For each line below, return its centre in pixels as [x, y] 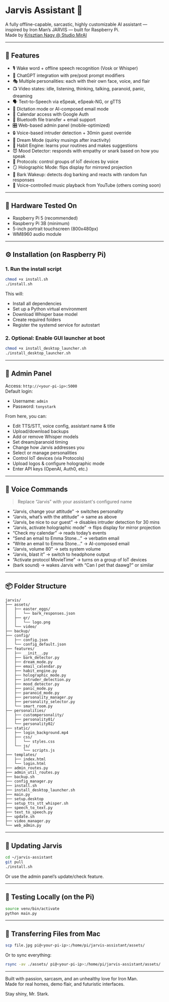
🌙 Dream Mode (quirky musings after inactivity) [61, 140]
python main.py [21, 913]
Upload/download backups [40, 431]
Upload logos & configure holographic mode [58, 463]
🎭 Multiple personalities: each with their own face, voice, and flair [81, 81]
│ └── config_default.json [36, 645]
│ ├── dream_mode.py [29, 662]
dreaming [22, 96]
